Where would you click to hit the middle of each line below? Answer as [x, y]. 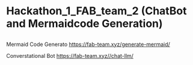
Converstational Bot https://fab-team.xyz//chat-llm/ [70, 55]
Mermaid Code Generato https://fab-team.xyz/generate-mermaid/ [88, 44]
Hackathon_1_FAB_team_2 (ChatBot [96, 11]
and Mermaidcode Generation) [85, 24]
